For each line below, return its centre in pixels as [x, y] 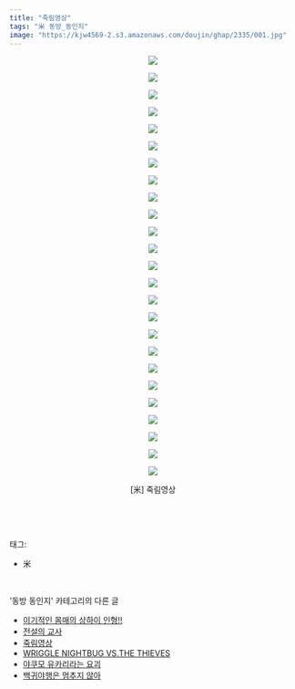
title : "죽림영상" [41, 18]
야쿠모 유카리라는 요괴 [62, 664]
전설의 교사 [42, 632]
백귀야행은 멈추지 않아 [62, 675]
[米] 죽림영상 [153, 490]
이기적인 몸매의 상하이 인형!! [72, 621]
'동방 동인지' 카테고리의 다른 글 [64, 601]
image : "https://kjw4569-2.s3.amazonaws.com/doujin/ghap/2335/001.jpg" [148, 35]
